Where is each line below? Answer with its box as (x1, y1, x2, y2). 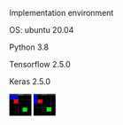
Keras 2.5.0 (9, 76, 51, 87)
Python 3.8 (9, 42, 50, 52)
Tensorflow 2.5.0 (9, 59, 71, 69)
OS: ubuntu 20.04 (9, 25, 74, 35)
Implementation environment (9, 8, 114, 18)
